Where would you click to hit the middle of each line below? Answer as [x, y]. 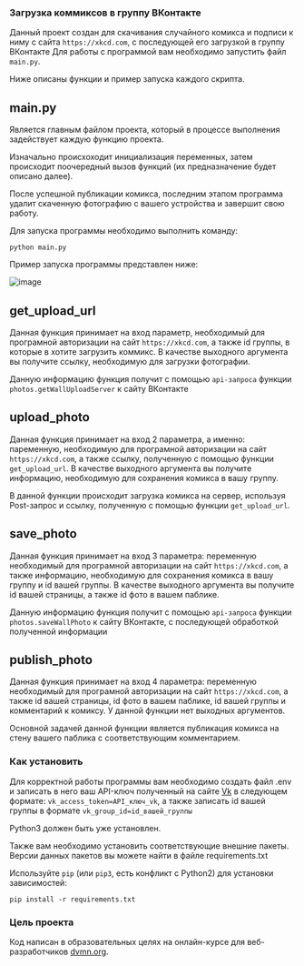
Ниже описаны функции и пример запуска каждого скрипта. [127, 79]
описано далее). [41, 176]
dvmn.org [88, 951]
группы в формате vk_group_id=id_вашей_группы [101, 810]
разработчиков [39, 951]
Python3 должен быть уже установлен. [85, 828]
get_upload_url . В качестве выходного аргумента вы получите [131, 468]
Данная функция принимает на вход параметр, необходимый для [137, 332]
